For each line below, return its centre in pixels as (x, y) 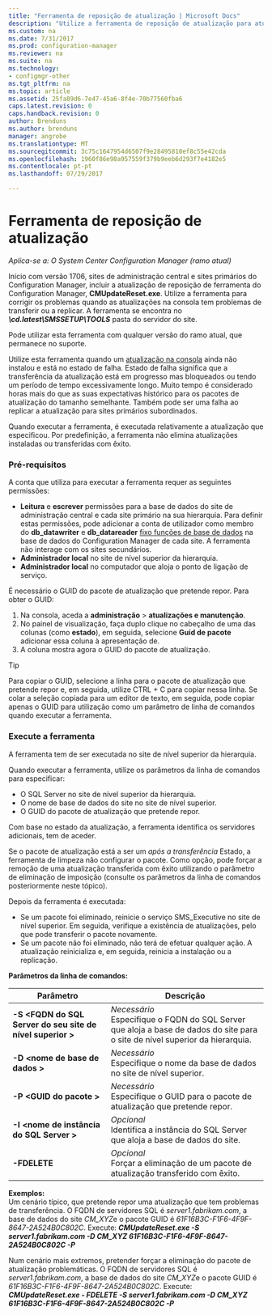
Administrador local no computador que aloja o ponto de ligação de (134, 566)
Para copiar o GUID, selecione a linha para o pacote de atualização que (127, 681)
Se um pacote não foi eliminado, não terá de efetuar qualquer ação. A (136, 943)
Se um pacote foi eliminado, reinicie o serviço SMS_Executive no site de (140, 917)
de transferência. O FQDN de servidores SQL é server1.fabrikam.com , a (128, 1210)
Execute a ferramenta (52, 736)
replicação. (39, 960)
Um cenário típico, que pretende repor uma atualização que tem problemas (134, 1202)
